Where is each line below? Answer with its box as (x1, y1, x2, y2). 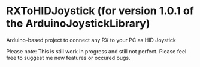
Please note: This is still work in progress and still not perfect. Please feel (6, 47, 187, 55)
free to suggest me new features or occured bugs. (6, 54, 131, 61)
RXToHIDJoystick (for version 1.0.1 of (6, 4, 195, 18)
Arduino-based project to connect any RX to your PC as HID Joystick (6, 36, 177, 43)
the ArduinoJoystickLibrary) (6, 17, 150, 30)
